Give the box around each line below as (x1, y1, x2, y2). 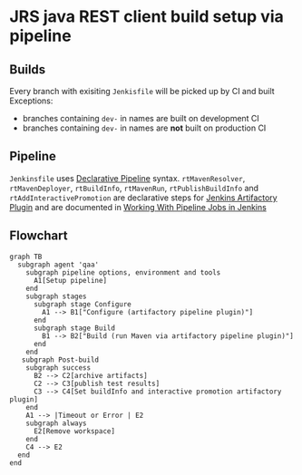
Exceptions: (9, 95, 54, 106)
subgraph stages (25, 292, 88, 301)
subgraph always (25, 419, 88, 428)
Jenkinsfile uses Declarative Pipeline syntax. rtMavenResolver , (9, 172, 246, 183)
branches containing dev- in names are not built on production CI (22, 122, 267, 133)
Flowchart (9, 228, 68, 244)
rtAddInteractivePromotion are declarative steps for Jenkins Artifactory (9, 192, 278, 203)
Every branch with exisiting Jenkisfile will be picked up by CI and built (9, 86, 275, 96)
